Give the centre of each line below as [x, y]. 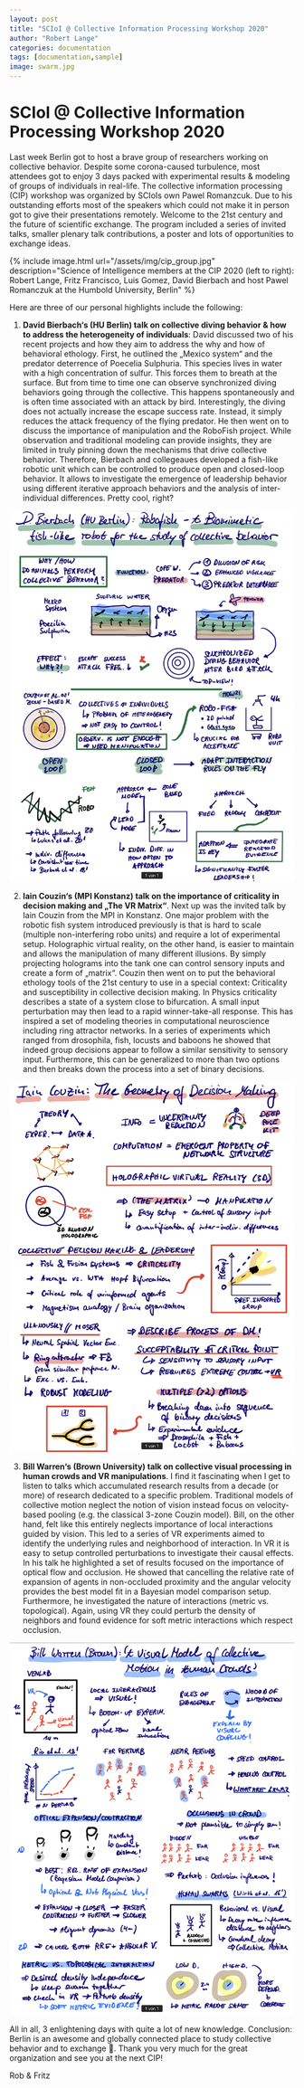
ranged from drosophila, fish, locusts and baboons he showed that [147, 1039]
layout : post [34, 19]
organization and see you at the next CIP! [86, 2057]
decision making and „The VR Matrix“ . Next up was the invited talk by [154, 906]
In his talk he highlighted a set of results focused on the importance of [153, 1563]
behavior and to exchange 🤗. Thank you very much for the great [129, 2048]
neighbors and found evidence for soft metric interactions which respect [157, 1620]
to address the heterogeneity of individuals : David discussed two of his [158, 334]
